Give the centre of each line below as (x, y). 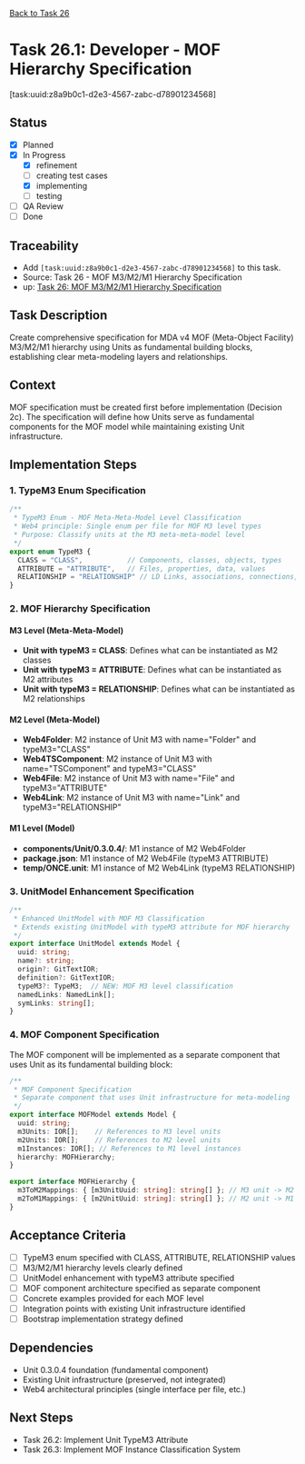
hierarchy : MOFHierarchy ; (67, 1157)
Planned (38, 144)
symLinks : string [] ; (56, 1003)
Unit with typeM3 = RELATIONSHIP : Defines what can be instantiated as (158, 689)
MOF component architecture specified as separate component (141, 1288)
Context (33, 385)
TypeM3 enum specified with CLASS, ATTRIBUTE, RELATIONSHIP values (159, 1257)
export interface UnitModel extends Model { (95, 944)
